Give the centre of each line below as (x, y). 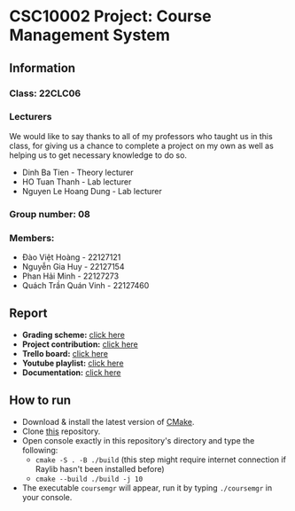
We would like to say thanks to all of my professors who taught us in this (141, 136)
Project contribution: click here (80, 344)
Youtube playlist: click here (73, 363)
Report (28, 314)
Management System (90, 35)
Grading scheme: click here (74, 334)
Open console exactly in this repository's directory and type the (138, 440)
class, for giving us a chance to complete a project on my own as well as (142, 145)
